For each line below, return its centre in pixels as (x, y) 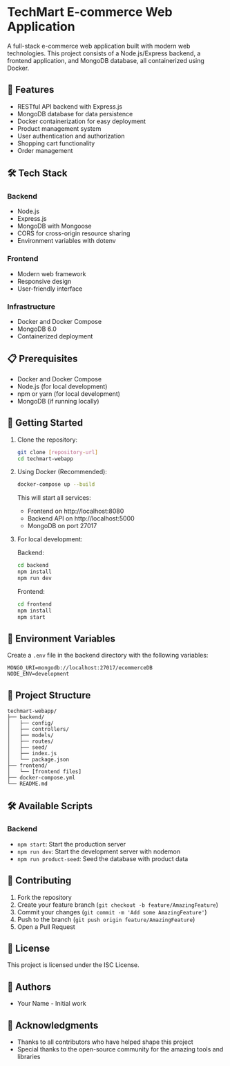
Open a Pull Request (46, 927)
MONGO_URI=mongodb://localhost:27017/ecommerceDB (80, 668)
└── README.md (28, 784)
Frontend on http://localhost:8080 (76, 511)
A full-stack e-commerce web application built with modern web (99, 46)
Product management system (59, 128)
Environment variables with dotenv (66, 241)
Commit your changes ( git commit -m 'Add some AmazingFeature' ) (112, 912)
